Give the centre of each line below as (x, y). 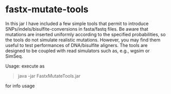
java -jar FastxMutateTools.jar (49, 76)
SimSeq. (14, 56)
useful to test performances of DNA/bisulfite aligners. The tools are (77, 45)
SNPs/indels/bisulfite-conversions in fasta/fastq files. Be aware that (77, 29)
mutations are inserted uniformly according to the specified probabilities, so (85, 34)
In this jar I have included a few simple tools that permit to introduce (77, 24)
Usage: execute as (25, 66)
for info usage (20, 86)
